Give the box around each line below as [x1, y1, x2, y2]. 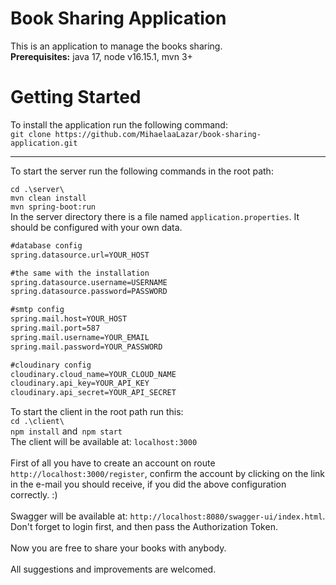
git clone [10, 129, 52, 139]
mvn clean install [10, 193, 87, 203]
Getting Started [10, 86, 142, 109]
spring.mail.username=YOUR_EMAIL [10, 332, 150, 342]
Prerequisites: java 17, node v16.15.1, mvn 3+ [10, 50, 193, 62]
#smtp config [10, 305, 65, 315]
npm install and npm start [10, 425, 123, 437]
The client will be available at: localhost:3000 [10, 436, 198, 448]
